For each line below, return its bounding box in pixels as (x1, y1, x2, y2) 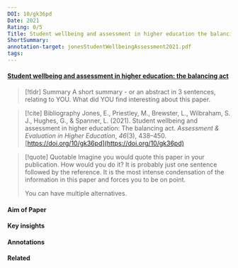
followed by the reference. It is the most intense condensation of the (24, 168, 225, 177)
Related (7, 254, 30, 262)
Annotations (7, 238, 45, 246)
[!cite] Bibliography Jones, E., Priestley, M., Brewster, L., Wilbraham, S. (24, 109, 231, 118)
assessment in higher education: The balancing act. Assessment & (24, 124, 220, 133)
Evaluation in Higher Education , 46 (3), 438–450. (24, 132, 167, 140)
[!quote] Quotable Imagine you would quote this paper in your (24, 153, 205, 162)
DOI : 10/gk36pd (7, 10, 52, 18)
